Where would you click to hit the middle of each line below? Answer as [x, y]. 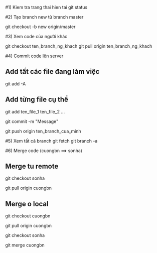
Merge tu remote [32, 166]
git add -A [16, 84]
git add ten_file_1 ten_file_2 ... [35, 111]
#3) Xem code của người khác [36, 36]
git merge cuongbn [25, 245]
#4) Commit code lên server [34, 56]
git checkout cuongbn [28, 216]
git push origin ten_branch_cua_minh [43, 131]
